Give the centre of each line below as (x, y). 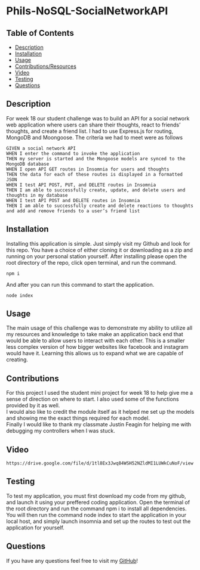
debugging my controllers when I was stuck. (61, 431)
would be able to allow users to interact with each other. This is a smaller (96, 340)
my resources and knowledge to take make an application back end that (95, 334)
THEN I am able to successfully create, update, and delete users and (96, 190)
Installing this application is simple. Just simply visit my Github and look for (98, 243)
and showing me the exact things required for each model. (78, 418)
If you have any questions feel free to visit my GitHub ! (72, 560)
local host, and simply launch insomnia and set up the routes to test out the (99, 521)
